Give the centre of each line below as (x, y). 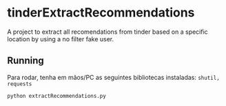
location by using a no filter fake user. (61, 39)
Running (26, 61)
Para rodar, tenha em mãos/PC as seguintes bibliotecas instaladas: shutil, (114, 77)
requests (20, 84)
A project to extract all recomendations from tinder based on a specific (107, 32)
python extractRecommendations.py (57, 96)
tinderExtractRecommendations (101, 13)
